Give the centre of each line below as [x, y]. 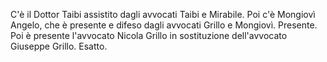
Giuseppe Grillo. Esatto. [59, 46]
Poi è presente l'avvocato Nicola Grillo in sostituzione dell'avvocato [149, 35]
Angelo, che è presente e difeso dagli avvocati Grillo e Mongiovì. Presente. [164, 25]
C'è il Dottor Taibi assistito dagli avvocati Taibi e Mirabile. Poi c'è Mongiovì [163, 14]
